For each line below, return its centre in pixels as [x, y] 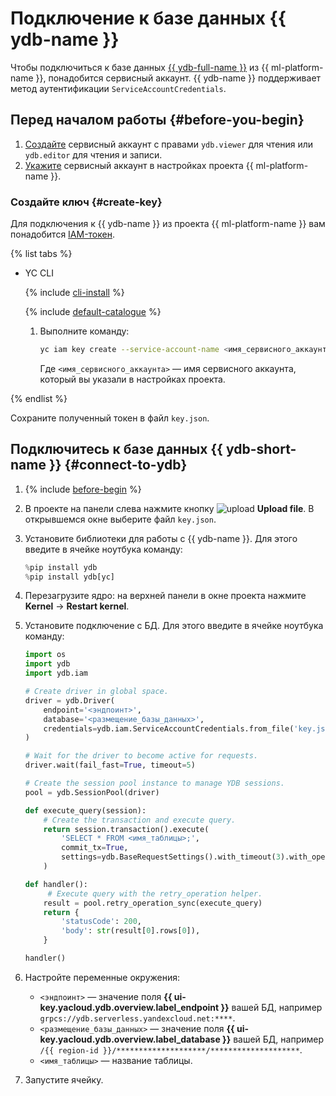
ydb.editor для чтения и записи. [93, 154]
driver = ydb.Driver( [69, 700]
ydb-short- [261, 449]
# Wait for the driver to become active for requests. [141, 756]
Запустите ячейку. [64, 1079]
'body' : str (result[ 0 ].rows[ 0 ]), [131, 931]
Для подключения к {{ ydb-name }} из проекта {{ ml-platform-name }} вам [168, 224]
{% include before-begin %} [83, 489]
